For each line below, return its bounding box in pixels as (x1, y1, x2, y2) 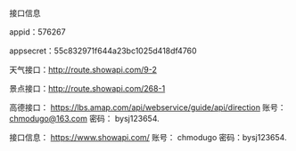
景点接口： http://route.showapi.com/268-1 (9, 83, 166, 93)
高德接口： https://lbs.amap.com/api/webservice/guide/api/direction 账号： (9, 102, 287, 113)
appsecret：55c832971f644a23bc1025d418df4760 (9, 45, 198, 56)
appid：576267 (9, 27, 66, 37)
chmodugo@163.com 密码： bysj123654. (9, 114, 160, 123)
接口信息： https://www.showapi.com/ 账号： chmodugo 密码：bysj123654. (9, 132, 287, 142)
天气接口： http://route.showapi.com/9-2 (9, 65, 158, 75)
